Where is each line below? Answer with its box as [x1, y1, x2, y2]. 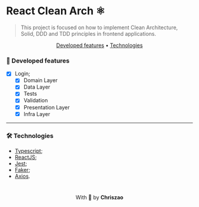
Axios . [14, 172, 31, 180]
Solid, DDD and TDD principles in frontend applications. [20, 30, 156, 37]
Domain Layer [23, 77, 58, 84]
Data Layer [23, 83, 50, 90]
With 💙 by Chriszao [75, 193, 124, 200]
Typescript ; [14, 147, 43, 154]
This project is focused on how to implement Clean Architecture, [20, 24, 178, 31]
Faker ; [14, 166, 31, 173]
